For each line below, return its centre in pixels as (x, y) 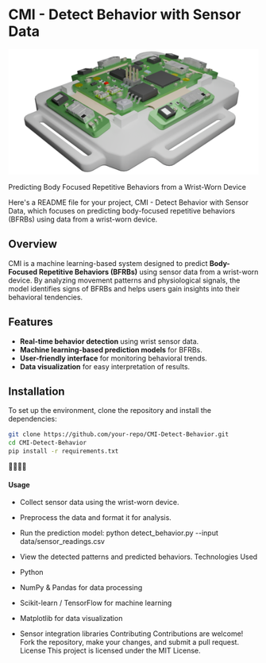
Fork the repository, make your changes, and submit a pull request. (129, 642)
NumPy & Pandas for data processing (81, 588)
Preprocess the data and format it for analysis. (96, 518)
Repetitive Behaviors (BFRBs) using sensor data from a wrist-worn (148, 272)
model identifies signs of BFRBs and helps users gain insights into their (124, 288)
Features (31, 322)
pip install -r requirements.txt (64, 451)
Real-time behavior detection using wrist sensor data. (109, 341)
